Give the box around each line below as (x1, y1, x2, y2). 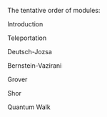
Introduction (7, 20, 44, 28)
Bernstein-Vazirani (7, 61, 62, 70)
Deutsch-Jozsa (7, 48, 52, 56)
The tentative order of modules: (7, 6, 101, 14)
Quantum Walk (7, 103, 51, 111)
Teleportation (7, 34, 47, 42)
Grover (7, 75, 28, 83)
